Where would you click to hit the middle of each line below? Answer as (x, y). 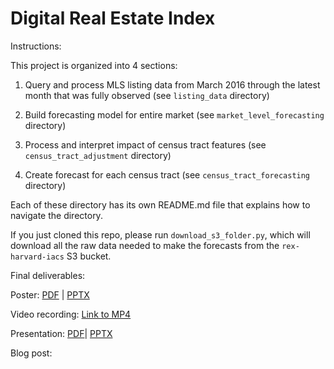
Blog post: (31, 353)
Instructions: (36, 46)
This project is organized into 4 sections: (94, 65)
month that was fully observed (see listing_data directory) (147, 95)
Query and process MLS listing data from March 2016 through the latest (172, 84)
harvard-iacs (37, 257)
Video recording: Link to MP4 (71, 314)
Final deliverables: (48, 275)
